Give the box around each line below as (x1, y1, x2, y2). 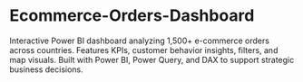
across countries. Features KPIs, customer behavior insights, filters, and (9, 44, 279, 55)
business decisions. (9, 64, 83, 75)
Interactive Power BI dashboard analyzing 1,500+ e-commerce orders (9, 35, 270, 46)
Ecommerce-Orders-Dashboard (9, 5, 255, 26)
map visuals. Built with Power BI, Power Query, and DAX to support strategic (9, 54, 295, 65)
